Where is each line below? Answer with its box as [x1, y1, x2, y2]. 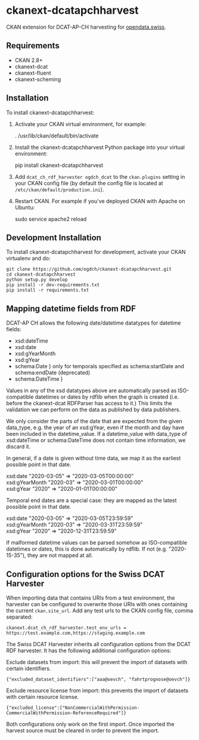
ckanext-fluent [14, 69, 51, 77]
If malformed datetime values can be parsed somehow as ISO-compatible [6, 539, 188, 546]
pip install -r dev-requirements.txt [6, 282, 100, 288]
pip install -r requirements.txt [6, 288, 89, 293]
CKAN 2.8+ [14, 56, 43, 63]
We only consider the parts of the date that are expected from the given [6, 418, 183, 425]
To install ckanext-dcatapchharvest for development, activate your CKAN [6, 249, 186, 256]
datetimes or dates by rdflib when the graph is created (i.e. [35, 393, 179, 400]
